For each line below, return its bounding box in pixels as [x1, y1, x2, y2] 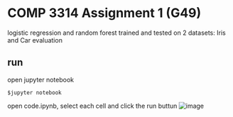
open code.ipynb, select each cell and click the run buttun [7, 101, 178, 110]
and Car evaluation [7, 35, 63, 44]
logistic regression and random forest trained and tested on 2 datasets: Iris [7, 28, 226, 37]
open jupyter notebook [7, 75, 75, 84]
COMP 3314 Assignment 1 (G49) [7, 5, 202, 21]
